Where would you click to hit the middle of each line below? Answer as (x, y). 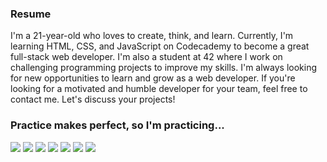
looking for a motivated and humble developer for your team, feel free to (159, 89)
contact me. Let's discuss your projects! (93, 99)
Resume (31, 14)
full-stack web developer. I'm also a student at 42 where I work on (146, 57)
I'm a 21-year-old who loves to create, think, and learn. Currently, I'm (152, 36)
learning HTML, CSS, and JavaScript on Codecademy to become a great (160, 46)
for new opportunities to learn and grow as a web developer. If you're (153, 78)
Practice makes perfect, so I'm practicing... (117, 125)
